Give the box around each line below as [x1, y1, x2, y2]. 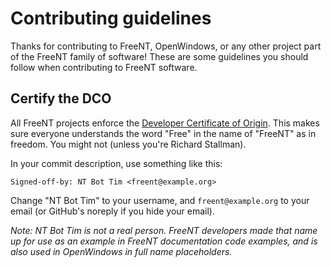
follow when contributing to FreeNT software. [10, 61, 198, 73]
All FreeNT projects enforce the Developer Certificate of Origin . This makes [10, 117, 320, 129]
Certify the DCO [10, 90, 112, 107]
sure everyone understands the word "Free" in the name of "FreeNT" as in [10, 127, 317, 139]
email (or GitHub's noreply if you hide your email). [10, 205, 215, 217]
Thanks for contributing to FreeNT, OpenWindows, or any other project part [10, 40, 322, 52]
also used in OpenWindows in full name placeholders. [10, 245, 233, 257]
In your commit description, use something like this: [10, 157, 223, 169]
